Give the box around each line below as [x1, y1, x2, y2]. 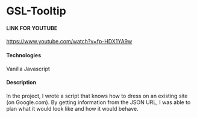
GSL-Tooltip [6, 4, 66, 18]
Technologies [6, 51, 42, 58]
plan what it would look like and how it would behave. [6, 105, 139, 112]
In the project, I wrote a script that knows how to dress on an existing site [6, 92, 188, 99]
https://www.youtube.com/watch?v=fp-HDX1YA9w [6, 38, 133, 45]
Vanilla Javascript [6, 65, 50, 72]
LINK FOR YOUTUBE [6, 24, 58, 31]
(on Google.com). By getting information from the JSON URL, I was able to [6, 98, 191, 106]
